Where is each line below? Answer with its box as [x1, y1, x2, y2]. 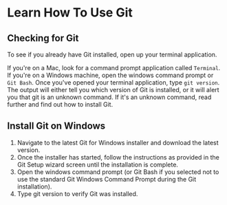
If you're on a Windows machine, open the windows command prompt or [7, 71, 214, 79]
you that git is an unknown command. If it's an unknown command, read [7, 93, 212, 101]
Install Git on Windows [7, 120, 106, 132]
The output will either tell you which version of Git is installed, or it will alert [7, 86, 219, 94]
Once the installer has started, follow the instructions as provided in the [17, 153, 220, 161]
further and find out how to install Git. [7, 100, 113, 108]
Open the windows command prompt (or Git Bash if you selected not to [17, 167, 219, 176]
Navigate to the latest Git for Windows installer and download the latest [17, 138, 219, 147]
